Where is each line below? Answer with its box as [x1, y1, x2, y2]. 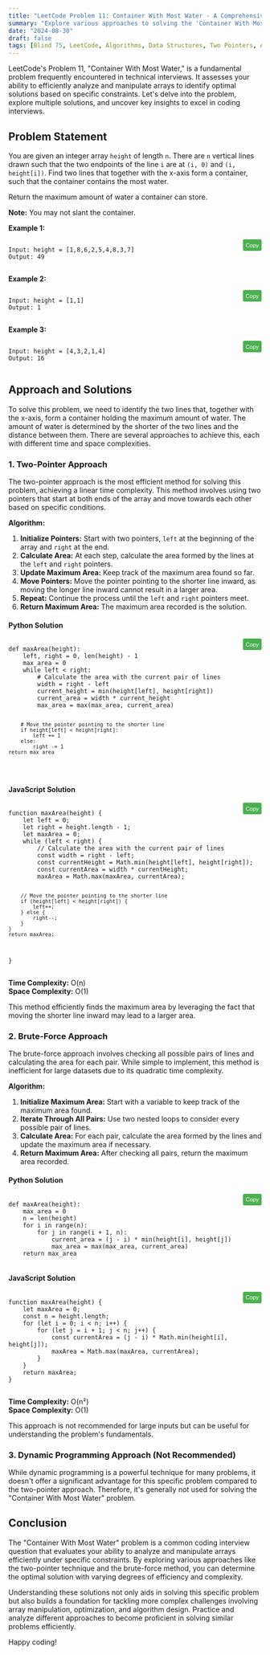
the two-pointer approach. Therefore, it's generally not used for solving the [8, 1485, 257, 1494]
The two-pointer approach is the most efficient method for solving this [8, 477, 241, 487]
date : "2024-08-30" [8, 27, 74, 35]
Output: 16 [8, 354, 45, 362]
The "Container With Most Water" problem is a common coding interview [8, 1538, 251, 1547]
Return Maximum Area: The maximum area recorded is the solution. [19, 602, 247, 611]
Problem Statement [8, 129, 108, 143]
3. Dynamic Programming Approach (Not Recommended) [8, 1449, 236, 1461]
